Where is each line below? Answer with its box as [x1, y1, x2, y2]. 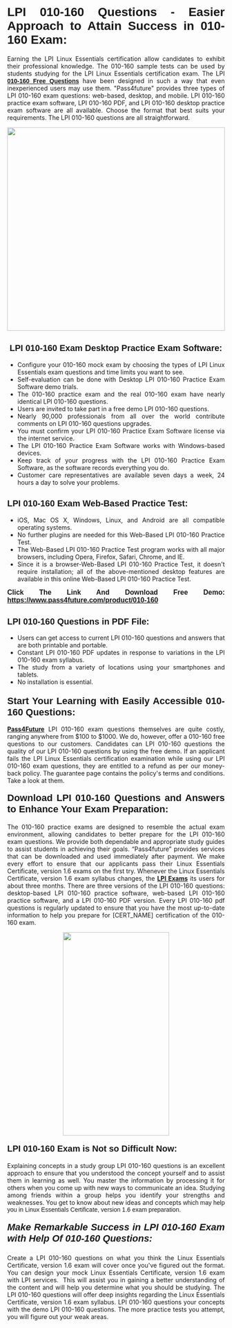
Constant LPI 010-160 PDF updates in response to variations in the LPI [17, 649, 225, 657]
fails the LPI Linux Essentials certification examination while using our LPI [7, 754, 225, 762]
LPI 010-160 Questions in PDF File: [7, 616, 150, 627]
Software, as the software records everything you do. [17, 463, 170, 472]
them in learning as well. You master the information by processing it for [7, 1176, 225, 1185]
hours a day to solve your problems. [17, 478, 120, 486]
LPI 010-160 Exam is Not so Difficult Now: [7, 1144, 177, 1154]
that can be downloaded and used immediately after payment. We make [7, 852, 225, 860]
